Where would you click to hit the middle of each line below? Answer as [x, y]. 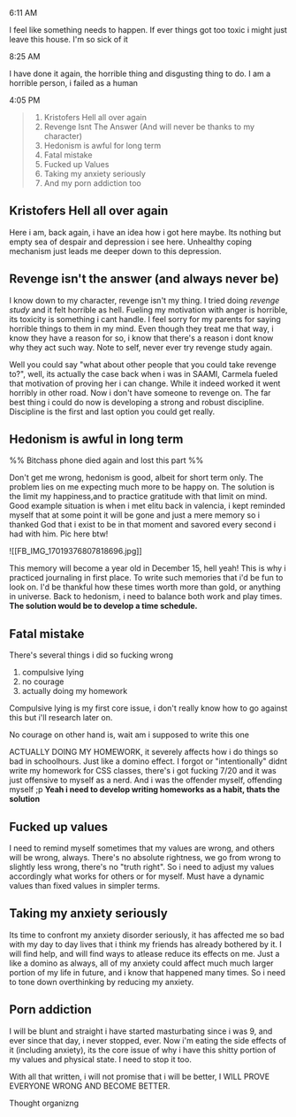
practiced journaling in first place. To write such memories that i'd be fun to [146, 578]
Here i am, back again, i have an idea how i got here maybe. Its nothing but [145, 232]
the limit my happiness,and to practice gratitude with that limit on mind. [138, 497]
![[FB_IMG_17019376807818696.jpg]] [76, 551]
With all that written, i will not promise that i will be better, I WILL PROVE [140, 1076]
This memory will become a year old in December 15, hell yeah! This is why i [148, 568]
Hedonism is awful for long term [102, 146]
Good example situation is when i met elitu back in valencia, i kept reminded [147, 506]
